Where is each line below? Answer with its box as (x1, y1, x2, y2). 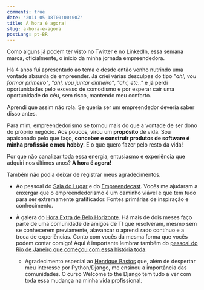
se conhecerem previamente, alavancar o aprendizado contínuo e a (15, 226, 185, 234)
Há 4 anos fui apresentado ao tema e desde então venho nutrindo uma (7, 66, 183, 73)
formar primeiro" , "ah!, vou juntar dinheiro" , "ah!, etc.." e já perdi (7, 79, 168, 87)
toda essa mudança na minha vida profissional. (24, 277, 143, 285)
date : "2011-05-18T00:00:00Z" (7, 15, 84, 21)
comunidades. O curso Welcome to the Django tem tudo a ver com (24, 271, 191, 278)
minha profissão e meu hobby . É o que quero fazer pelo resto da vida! (7, 141, 183, 148)
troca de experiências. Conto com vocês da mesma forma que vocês (15, 233, 188, 240)
